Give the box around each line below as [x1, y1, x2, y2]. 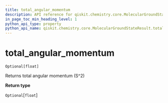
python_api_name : [5, 26, 41, 31]
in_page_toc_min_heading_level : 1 [5, 16, 77, 21]
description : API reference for [5, 12, 72, 17]
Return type [5, 82, 31, 88]
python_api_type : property [5, 21, 61, 26]
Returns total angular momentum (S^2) [5, 73, 85, 79]
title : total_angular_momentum [5, 7, 70, 12]
